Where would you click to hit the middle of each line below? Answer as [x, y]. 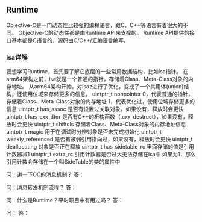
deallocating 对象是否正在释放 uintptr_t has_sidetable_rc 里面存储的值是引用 [100, 147]
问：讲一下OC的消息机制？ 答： [45, 174]
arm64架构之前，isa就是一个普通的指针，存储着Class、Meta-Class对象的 [97, 79]
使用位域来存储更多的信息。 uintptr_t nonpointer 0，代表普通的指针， [108, 94]
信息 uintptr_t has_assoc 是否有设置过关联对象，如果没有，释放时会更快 [95, 109]
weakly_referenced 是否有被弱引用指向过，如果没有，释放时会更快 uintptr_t [99, 139]
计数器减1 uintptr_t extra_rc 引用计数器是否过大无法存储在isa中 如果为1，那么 [101, 154]
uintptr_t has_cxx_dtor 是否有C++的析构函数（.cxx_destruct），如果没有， [97, 117]
